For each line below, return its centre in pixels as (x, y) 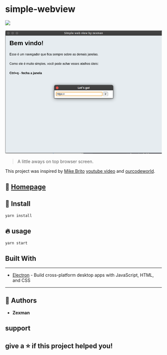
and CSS (21, 280)
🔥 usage (18, 231)
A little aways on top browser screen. (55, 162)
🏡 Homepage (26, 187)
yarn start (16, 243)
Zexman (21, 313)
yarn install (19, 216)
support (18, 328)
